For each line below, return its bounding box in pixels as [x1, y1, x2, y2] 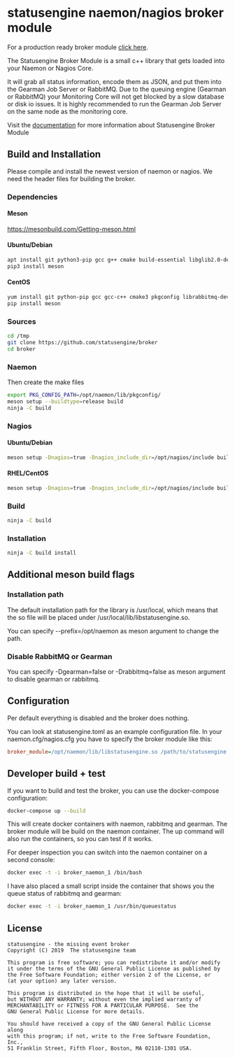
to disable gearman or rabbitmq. [7, 675, 100, 684]
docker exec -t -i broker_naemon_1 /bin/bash [7, 869, 142, 876]
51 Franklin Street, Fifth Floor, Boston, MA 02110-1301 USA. [7, 1045, 192, 1052]
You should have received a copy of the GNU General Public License [7, 1020, 211, 1027]
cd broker [7, 345, 36, 353]
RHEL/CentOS [7, 469, 49, 477]
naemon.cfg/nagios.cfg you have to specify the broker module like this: [7, 735, 213, 743]
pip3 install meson [7, 262, 64, 270]
